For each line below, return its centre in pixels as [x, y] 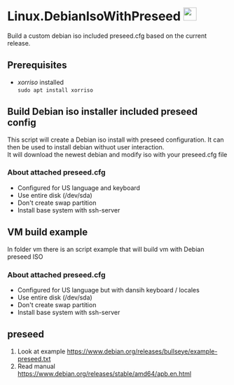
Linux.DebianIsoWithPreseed [94, 16]
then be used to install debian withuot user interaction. [86, 147]
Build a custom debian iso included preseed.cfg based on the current [107, 36]
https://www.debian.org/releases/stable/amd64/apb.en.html [104, 373]
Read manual [36, 366]
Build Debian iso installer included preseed [103, 112]
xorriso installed [41, 82]
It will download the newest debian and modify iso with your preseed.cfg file [117, 154]
